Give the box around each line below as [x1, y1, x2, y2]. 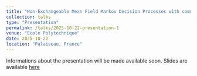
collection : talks [6, 14, 51, 20]
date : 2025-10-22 [6, 36, 49, 42]
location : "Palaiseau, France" [6, 42, 83, 47]
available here [6, 63, 40, 70]
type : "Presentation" [6, 19, 59, 25]
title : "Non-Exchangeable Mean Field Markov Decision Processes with [6, 8, 180, 15]
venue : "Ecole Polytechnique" [6, 30, 80, 36]
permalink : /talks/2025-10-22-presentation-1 [6, 25, 119, 31]
